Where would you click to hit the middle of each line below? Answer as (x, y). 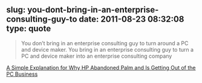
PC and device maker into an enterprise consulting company (96, 56)
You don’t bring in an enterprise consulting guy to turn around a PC (105, 43)
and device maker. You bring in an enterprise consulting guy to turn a (107, 49)
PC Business (22, 74)
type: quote (29, 29)
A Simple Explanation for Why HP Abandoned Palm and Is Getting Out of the (101, 67)
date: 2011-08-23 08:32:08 (132, 20)
